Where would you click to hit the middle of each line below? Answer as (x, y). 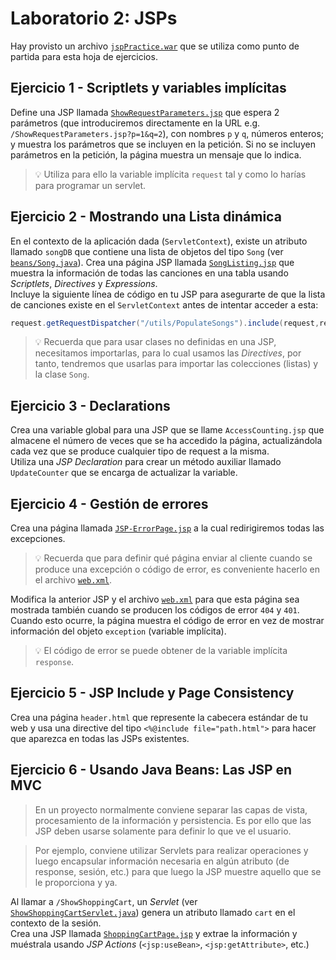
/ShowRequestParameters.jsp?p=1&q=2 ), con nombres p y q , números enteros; (167, 133)
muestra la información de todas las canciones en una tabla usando (149, 273)
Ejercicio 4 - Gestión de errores (109, 503)
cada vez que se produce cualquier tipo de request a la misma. (140, 451)
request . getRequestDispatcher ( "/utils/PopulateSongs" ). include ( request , (165, 323)
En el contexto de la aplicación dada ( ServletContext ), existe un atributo (159, 241)
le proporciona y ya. (76, 882)
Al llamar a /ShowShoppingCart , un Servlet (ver (104, 901)
